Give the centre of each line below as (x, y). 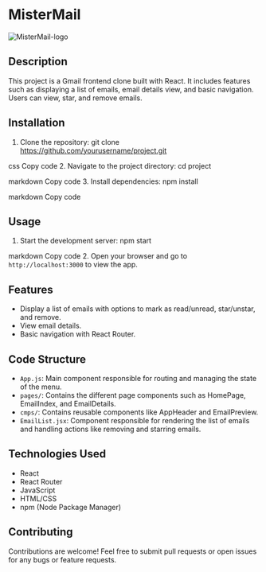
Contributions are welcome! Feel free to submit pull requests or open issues (133, 551)
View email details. (51, 326)
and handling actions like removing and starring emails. (110, 429)
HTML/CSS (38, 498)
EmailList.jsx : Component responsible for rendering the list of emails (135, 420)
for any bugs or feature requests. (63, 559)
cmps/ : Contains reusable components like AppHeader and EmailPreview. (139, 412)
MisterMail (45, 15)
